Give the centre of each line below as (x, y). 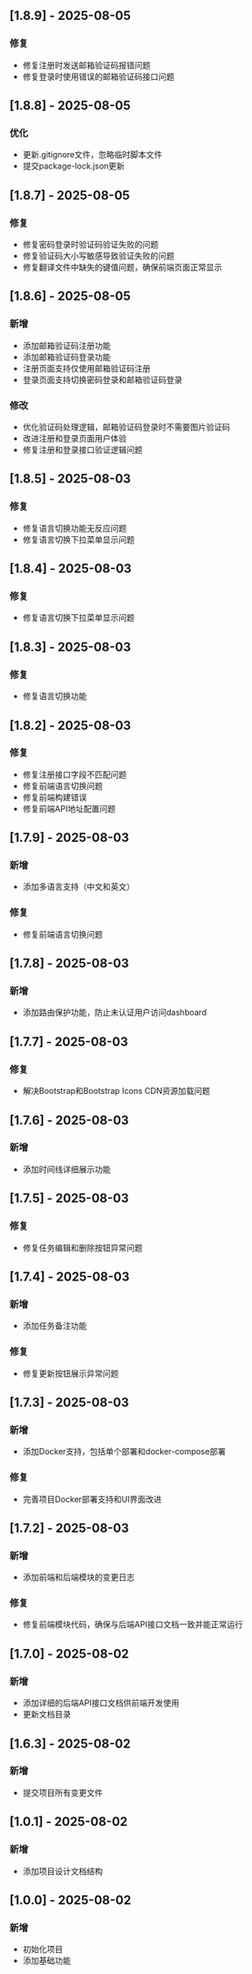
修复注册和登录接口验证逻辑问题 (82, 450)
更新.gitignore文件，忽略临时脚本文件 (92, 155)
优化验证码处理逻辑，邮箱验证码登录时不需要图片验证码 (126, 427)
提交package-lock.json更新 (74, 166)
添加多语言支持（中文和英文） (78, 886)
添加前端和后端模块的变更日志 (78, 1577)
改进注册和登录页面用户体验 (75, 439)
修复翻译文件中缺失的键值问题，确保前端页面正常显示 (122, 268)
